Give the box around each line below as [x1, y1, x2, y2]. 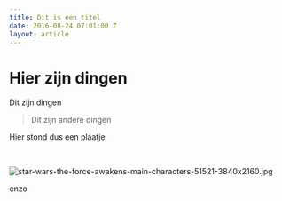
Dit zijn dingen [9, 97, 62, 108]
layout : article [9, 29, 69, 38]
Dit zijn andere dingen [30, 115, 112, 125]
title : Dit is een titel [9, 12, 101, 22]
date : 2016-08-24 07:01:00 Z [9, 21, 117, 30]
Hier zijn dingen [9, 68, 128, 88]
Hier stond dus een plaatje [9, 132, 106, 142]
